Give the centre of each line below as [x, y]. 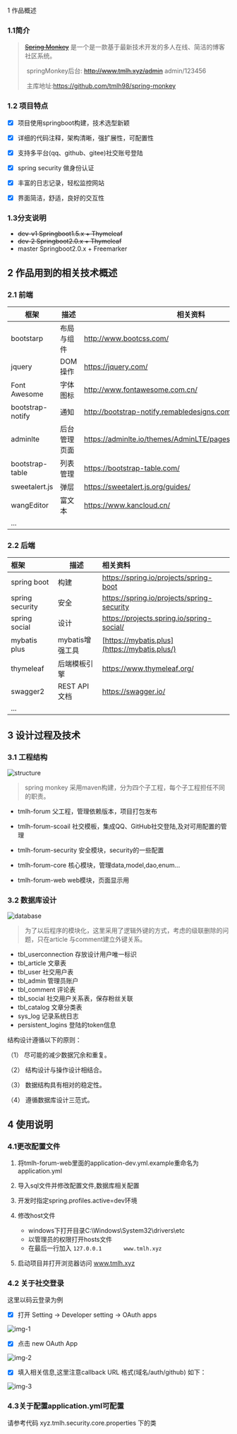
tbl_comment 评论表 [47, 990]
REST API [73, 686]
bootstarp [27, 338]
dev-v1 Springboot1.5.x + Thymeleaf [70, 234]
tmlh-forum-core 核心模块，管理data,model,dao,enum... [99, 865]
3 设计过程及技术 [44, 735]
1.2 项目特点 [28, 106]
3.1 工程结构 [28, 757]
